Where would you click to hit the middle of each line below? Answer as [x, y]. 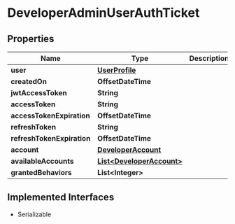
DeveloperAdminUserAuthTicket [104, 13]
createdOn [29, 82]
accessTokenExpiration [51, 115]
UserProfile [117, 70]
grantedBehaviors [41, 173]
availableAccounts [42, 161]
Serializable [34, 214]
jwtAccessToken [39, 93]
